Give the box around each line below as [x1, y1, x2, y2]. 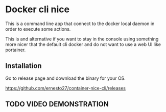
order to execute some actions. [5, 26, 71, 32]
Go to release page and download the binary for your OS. [5, 75, 126, 81]
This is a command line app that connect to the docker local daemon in [5, 20, 155, 27]
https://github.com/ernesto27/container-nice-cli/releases [5, 85, 126, 91]
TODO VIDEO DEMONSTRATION [5, 100, 109, 108]
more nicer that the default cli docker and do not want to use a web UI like [5, 41, 161, 47]
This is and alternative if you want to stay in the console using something [5, 36, 159, 42]
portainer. [5, 47, 26, 53]
